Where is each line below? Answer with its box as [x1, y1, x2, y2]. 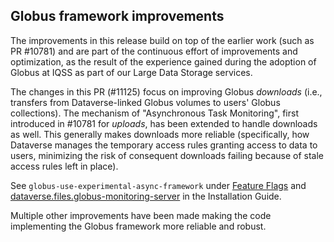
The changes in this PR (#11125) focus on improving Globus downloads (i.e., [10, 85, 323, 98]
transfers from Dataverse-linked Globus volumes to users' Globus [10, 96, 281, 108]
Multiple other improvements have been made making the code [10, 209, 272, 221]
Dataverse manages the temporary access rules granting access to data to [10, 139, 318, 151]
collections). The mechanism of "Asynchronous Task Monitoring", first [10, 107, 300, 119]
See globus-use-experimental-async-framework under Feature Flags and [10, 179, 307, 191]
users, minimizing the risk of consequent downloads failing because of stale [10, 149, 325, 161]
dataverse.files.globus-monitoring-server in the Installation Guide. [10, 190, 282, 202]
